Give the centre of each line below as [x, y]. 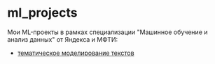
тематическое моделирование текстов [76, 53]
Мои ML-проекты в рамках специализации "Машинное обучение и [107, 32]
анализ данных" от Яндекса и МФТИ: [62, 39]
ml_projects [42, 13]
